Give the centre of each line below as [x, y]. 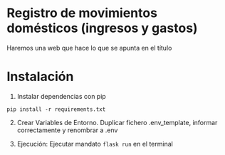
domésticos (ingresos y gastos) [102, 28]
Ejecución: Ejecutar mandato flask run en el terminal [95, 144]
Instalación [40, 77]
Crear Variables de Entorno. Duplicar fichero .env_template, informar [117, 122]
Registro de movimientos [82, 13]
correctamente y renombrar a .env [67, 130]
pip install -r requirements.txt [56, 109]
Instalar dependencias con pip [61, 96]
